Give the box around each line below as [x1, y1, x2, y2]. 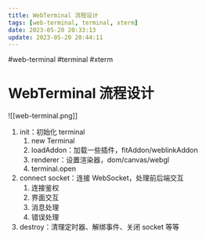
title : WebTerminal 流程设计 [8, 11, 99, 20]
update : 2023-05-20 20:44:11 [8, 33, 103, 42]
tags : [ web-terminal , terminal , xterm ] [8, 19, 139, 27]
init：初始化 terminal [19, 127, 85, 137]
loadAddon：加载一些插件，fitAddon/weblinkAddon [31, 146, 198, 155]
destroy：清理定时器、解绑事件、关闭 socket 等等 [19, 223, 180, 232]
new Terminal [31, 136, 75, 146]
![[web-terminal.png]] [8, 111, 78, 121]
